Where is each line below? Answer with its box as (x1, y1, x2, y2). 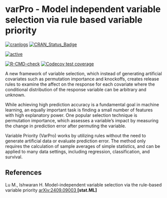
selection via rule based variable (5, 14, 143, 26)
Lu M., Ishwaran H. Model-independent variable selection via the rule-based (5, 181, 162, 187)
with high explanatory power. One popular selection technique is (5, 112, 138, 118)
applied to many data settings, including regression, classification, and (5, 148, 150, 154)
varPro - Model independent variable (5, 4, 161, 15)
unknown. (5, 92, 26, 98)
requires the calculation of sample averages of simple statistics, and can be (5, 143, 161, 149)
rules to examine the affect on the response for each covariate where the (5, 81, 156, 87)
